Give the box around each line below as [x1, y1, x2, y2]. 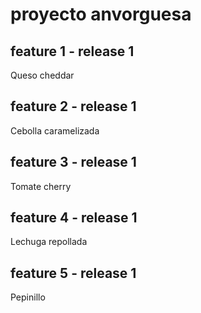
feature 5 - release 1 [10, 264, 137, 282]
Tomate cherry [10, 180, 72, 192]
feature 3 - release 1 [10, 154, 137, 171]
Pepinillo [10, 291, 46, 303]
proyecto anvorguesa [10, 3, 192, 26]
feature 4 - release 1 [10, 209, 138, 227]
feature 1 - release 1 [10, 43, 135, 60]
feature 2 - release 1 [10, 98, 137, 115]
